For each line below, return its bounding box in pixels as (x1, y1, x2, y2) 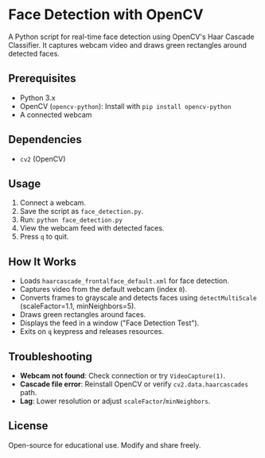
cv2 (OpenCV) (19, 153, 66, 164)
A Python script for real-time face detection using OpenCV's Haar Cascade (8, 32, 255, 41)
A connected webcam (19, 110, 92, 119)
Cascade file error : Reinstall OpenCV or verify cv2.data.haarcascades (19, 379, 249, 389)
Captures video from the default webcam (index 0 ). (19, 285, 188, 294)
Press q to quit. (19, 232, 69, 242)
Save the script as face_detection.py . (19, 207, 144, 216)
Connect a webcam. (19, 198, 86, 208)
